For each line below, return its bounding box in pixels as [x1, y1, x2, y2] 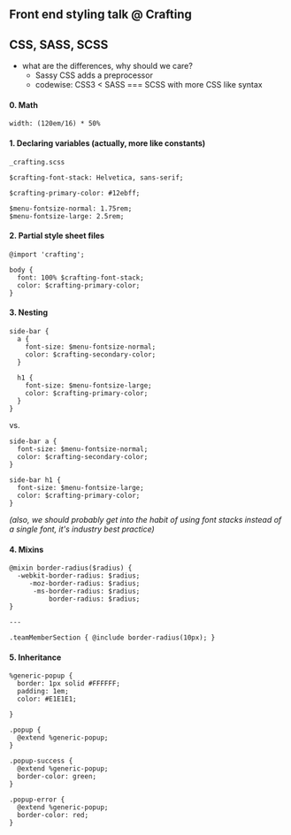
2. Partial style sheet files [9, 230, 104, 241]
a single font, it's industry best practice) [9, 524, 155, 534]
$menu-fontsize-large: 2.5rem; [9, 211, 125, 220]
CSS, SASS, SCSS [9, 37, 109, 52]
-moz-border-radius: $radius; [28, 579, 141, 588]
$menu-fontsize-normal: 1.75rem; [9, 203, 133, 213]
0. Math [9, 99, 38, 110]
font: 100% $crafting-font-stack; [17, 273, 144, 282]
